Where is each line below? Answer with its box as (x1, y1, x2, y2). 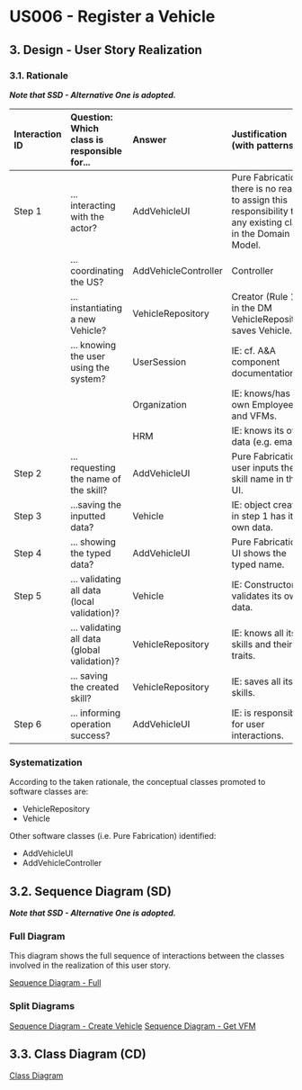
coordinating (70, 264, 124, 276)
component (231, 356, 280, 368)
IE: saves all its (231, 675, 294, 688)
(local (70, 595, 94, 608)
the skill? (70, 483, 108, 496)
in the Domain (231, 227, 290, 239)
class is (70, 133, 104, 146)
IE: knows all (231, 626, 285, 639)
